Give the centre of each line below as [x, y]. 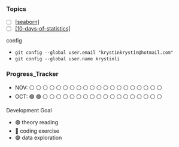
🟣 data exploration [38, 137]
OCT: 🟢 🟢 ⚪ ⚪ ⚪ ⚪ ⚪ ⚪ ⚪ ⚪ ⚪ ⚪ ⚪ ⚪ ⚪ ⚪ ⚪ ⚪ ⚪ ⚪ [88, 96]
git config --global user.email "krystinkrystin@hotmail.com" [94, 53]
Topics [16, 9]
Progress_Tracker [32, 74]
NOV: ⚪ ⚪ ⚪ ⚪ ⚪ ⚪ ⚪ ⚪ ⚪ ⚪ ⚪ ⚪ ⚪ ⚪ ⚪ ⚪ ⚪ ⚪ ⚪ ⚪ [89, 87]
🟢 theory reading [37, 122]
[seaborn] [27, 22]
